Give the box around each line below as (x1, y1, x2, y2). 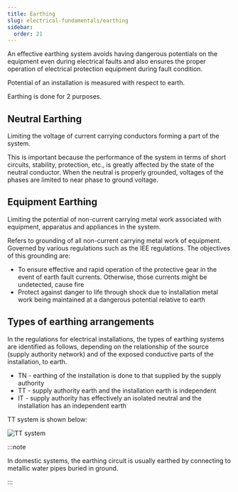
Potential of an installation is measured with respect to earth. (7, 79, 185, 87)
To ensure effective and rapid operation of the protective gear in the (17, 265, 217, 273)
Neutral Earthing (7, 113, 82, 125)
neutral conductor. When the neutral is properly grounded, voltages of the (7, 168, 224, 177)
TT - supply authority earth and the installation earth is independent (17, 386, 217, 395)
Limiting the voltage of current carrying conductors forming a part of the (7, 132, 220, 141)
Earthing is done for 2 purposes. (7, 92, 102, 101)
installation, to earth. (7, 357, 67, 366)
